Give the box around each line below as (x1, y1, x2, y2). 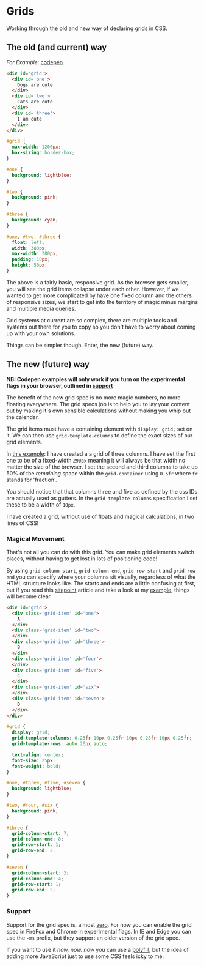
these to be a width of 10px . (6, 500, 76, 508)
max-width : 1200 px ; (12, 144, 62, 150)
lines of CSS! (6, 519, 39, 527)
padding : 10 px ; (12, 256, 51, 262)
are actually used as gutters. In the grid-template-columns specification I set (6, 494, 198, 502)
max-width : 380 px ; (12, 251, 59, 257)
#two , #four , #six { (6, 803, 59, 809)
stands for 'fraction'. (6, 476, 57, 483)
